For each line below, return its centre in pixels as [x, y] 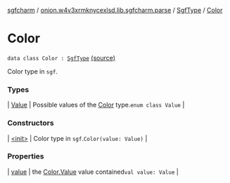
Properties [26, 156]
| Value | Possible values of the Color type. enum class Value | [96, 105]
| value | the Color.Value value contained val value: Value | [93, 172]
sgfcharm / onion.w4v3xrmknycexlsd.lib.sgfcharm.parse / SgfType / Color [115, 10]
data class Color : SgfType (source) [62, 57]
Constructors [31, 123]
